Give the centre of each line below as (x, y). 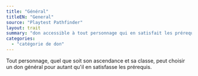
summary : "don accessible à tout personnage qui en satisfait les (89, 33)
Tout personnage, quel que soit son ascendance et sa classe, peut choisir (96, 61)
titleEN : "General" (30, 17)
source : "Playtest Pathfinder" (44, 22)
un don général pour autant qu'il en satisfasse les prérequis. (79, 67)
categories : (21, 39)
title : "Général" (27, 11)
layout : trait (24, 28)
